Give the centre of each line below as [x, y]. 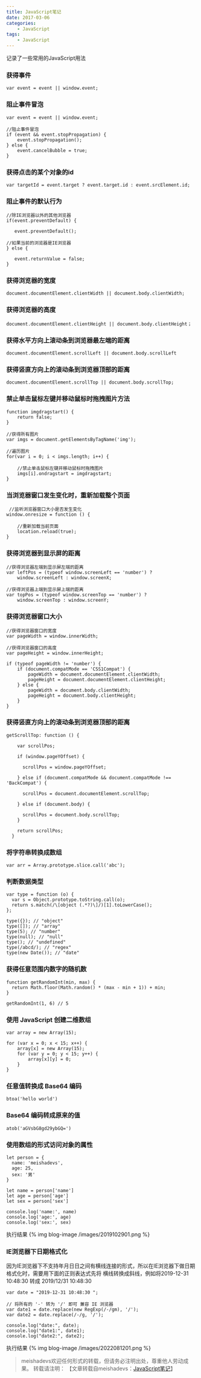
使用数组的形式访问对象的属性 [50, 1145]
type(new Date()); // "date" [43, 953]
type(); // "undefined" [36, 942]
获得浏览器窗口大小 [34, 617]
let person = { [25, 1157]
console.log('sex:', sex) [39, 1222]
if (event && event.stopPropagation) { [56, 135]
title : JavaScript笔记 [34, 12]
